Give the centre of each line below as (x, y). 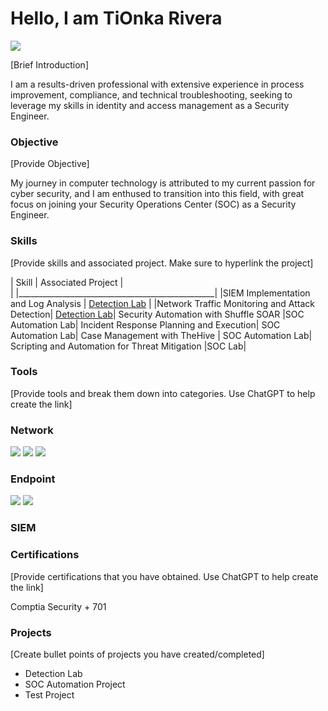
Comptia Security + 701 (58, 606)
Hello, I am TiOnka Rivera (116, 18)
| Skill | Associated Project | (67, 282)
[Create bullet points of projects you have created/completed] (137, 654)
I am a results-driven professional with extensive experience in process (157, 84)
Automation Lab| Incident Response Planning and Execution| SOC (145, 324)
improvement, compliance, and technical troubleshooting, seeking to (151, 94)
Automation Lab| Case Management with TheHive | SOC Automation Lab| (161, 335)
